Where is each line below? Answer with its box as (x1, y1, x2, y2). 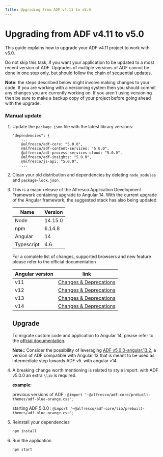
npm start (12, 447, 33, 452)
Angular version (14, 270, 54, 277)
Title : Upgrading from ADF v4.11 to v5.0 (5, 7, 91, 12)
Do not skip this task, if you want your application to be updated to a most (5, 59, 155, 65)
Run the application (12, 437, 52, 443)
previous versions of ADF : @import (12, 391, 82, 397)
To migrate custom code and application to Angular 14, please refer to (12, 332, 154, 338)
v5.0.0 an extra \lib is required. (12, 372, 77, 378)
